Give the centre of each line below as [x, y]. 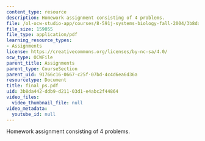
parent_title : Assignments [41, 63]
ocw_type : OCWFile [30, 57]
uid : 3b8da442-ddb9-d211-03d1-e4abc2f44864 [63, 92]
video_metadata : [27, 108]
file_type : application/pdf [42, 35]
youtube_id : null [34, 114]
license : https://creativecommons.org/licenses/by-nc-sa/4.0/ [87, 52]
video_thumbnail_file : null [48, 103]
